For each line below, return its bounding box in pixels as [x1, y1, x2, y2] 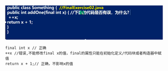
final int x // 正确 [5, 46, 46, 51]
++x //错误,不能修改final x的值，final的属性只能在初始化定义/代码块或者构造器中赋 [5, 51, 161, 56]
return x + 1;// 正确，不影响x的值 [5, 62, 73, 67]
